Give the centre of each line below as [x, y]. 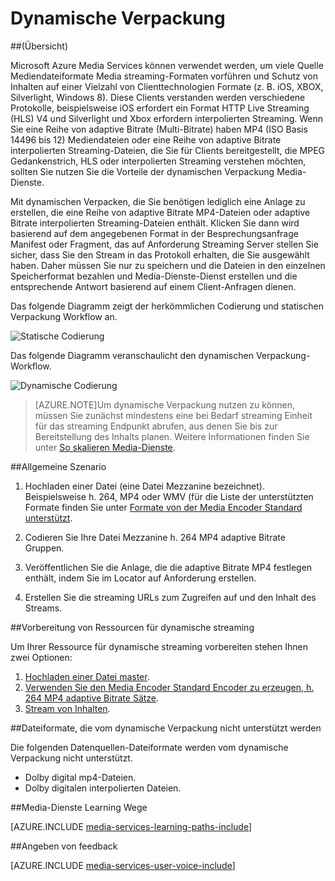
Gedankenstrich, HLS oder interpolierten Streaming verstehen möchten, [158, 161]
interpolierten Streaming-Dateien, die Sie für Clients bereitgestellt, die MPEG [168, 150]
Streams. [43, 608]
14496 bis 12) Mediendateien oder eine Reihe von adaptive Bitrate [146, 139]
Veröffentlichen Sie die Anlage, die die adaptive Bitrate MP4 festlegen [168, 567]
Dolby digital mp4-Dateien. [80, 777]
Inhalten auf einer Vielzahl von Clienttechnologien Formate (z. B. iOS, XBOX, [167, 86]
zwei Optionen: [41, 657]
